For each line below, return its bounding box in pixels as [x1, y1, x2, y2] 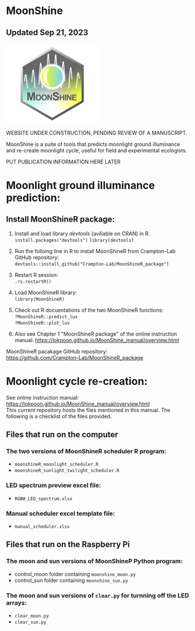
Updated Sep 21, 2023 [6, 28, 89, 37]
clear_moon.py [14, 613, 49, 619]
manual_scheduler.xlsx [14, 523, 70, 530]
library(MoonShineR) [14, 296, 65, 302]
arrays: [6, 599, 27, 607]
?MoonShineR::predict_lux [14, 313, 78, 320]
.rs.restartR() [14, 278, 52, 285]
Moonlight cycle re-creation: [6, 374, 148, 388]
